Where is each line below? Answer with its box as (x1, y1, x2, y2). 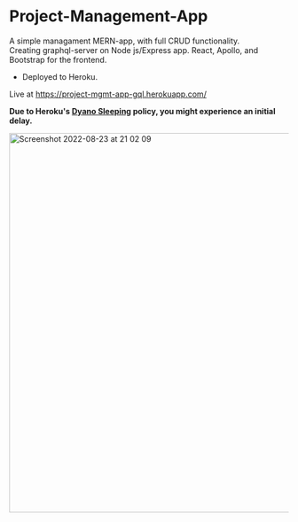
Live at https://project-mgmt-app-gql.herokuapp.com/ (9, 89, 207, 99)
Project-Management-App (9, 6, 208, 27)
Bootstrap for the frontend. (9, 54, 107, 65)
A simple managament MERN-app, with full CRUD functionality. (9, 35, 240, 46)
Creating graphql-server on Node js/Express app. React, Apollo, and (9, 44, 259, 55)
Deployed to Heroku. (21, 71, 98, 82)
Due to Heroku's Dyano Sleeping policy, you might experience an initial (9, 105, 276, 116)
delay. (9, 115, 33, 126)
